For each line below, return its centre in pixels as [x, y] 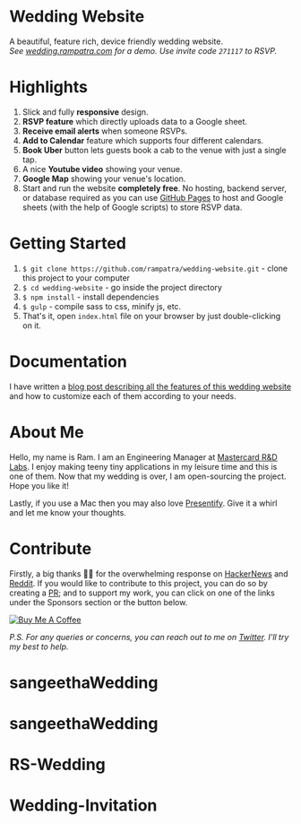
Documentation [69, 361]
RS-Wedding [57, 765]
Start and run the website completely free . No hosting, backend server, [154, 188]
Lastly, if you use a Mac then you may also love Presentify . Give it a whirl [143, 503]
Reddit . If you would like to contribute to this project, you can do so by [139, 583]
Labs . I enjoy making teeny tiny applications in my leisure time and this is [143, 466]
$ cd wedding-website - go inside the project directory [122, 287]
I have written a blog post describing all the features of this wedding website [150, 386]
